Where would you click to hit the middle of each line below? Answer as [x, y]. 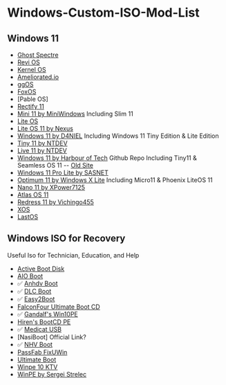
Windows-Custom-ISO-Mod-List [103, 13]
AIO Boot [30, 276]
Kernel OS [31, 70]
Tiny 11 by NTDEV [42, 143]
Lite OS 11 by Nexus [45, 128]
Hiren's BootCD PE [44, 322]
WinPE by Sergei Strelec [52, 374]
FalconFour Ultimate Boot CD [58, 307]
